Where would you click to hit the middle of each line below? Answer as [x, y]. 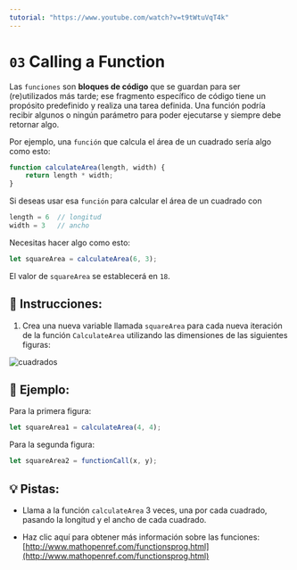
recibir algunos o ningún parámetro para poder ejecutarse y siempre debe [145, 115]
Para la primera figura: [50, 411]
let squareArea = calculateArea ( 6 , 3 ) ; [83, 259]
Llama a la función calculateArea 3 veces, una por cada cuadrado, [144, 510]
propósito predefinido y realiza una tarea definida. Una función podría [137, 105]
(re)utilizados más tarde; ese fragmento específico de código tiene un [137, 95]
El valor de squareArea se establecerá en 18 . [90, 276]
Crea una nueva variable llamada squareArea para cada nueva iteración [152, 326]
